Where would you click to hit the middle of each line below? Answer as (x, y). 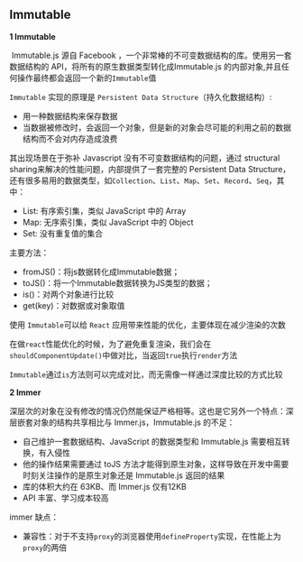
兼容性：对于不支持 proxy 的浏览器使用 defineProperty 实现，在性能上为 (151, 536)
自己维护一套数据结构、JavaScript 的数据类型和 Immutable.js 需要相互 (152, 441)
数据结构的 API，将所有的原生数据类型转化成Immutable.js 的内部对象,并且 (146, 66)
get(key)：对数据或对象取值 (73, 305)
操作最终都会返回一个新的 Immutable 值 (87, 78)
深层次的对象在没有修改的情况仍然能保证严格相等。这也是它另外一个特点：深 (151, 410)
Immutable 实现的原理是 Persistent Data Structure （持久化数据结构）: (141, 97)
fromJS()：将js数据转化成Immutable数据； (101, 272)
